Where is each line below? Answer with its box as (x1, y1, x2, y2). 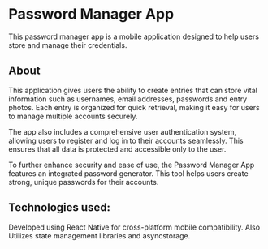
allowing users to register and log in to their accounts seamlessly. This (8, 135, 244, 145)
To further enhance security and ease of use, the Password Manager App (8, 160, 255, 170)
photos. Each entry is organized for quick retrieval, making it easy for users (8, 102, 260, 112)
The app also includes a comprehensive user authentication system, (8, 127, 237, 136)
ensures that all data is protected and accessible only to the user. (8, 144, 227, 154)
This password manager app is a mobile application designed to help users (8, 32, 260, 41)
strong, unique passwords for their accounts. (8, 177, 159, 187)
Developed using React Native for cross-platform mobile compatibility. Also (8, 222, 261, 232)
